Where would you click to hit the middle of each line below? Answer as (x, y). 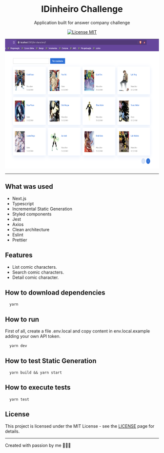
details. (12, 431)
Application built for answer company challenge (82, 22)
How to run (22, 319)
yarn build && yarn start (36, 373)
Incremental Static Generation (42, 209)
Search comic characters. (38, 272)
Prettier (20, 240)
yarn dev (18, 346)
